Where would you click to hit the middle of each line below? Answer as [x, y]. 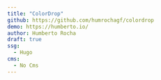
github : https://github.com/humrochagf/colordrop [81, 20]
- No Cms [26, 65]
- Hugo [23, 53]
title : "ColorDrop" [36, 14]
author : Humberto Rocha [42, 33]
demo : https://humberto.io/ [48, 26]
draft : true [24, 40]
